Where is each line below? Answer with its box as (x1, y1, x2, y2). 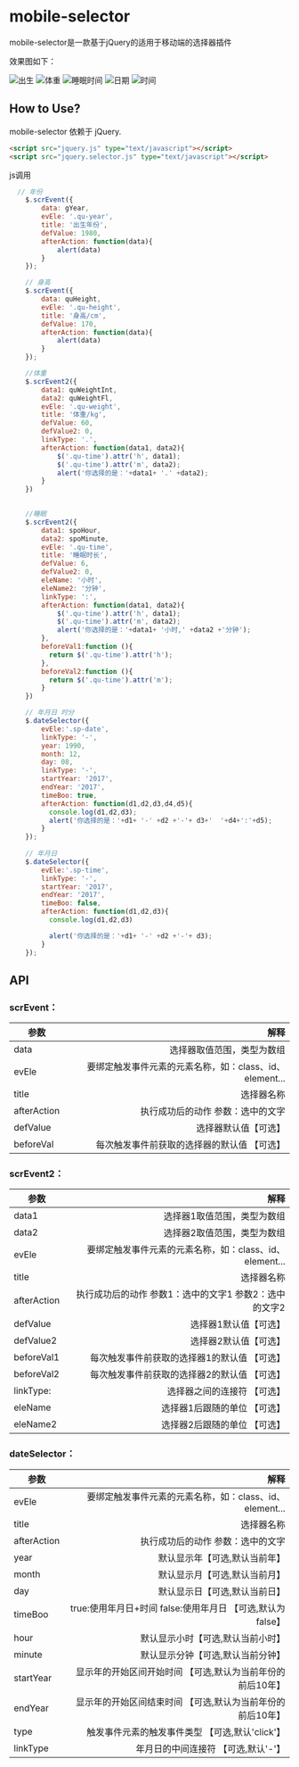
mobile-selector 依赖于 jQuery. (9, 126, 122, 137)
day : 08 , (41, 758, 74, 767)
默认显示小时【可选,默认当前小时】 (140, 1631, 286, 1644)
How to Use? (9, 101, 81, 117)
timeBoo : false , (41, 899, 101, 908)
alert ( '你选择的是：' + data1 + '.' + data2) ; (56, 469, 209, 477)
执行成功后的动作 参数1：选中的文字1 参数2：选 (76, 1288, 277, 1300)
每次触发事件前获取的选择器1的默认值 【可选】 (90, 1352, 286, 1365)
